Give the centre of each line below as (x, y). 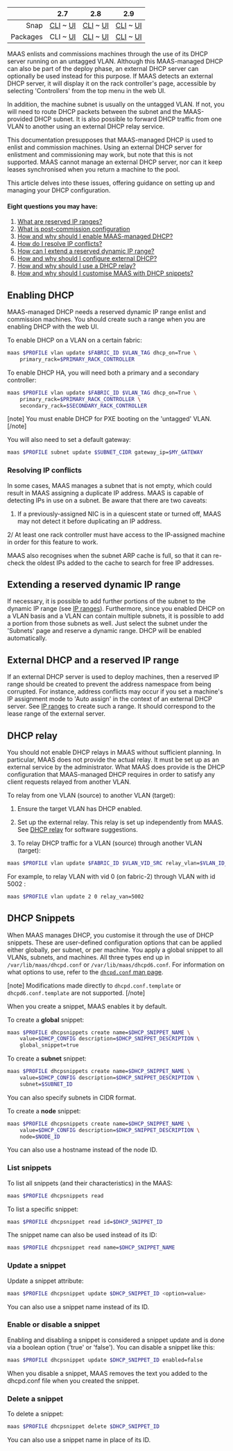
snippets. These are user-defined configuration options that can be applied (114, 942)
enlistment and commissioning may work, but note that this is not (100, 155)
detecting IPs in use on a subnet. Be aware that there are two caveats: (107, 500)
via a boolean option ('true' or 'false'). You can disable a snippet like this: (111, 1347)
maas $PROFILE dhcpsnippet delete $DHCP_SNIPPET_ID (83, 1427)
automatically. (27, 638)
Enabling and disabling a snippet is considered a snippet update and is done (116, 1340)
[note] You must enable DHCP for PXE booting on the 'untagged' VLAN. (109, 419)
